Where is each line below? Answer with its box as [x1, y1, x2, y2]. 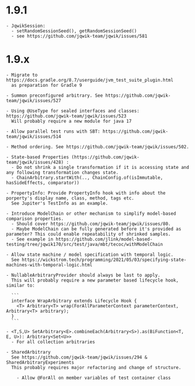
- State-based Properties [6, 154, 69, 160]
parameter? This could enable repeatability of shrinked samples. [6, 231, 171, 237]
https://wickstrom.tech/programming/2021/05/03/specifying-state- [21, 256, 187, 263]
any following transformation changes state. [6, 170, 119, 175]
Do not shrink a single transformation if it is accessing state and [16, 164, 190, 170]
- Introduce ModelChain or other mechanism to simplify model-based [6, 211, 176, 216]
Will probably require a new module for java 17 [11, 118, 132, 124]
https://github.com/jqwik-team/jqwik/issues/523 [6, 113, 127, 119]
